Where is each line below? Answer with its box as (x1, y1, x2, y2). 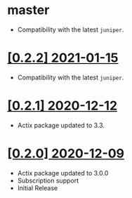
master (7, 2, 50, 18)
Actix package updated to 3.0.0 (17, 169, 109, 177)
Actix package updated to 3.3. (17, 121, 105, 129)
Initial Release (17, 183, 58, 192)
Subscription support (17, 176, 79, 185)
